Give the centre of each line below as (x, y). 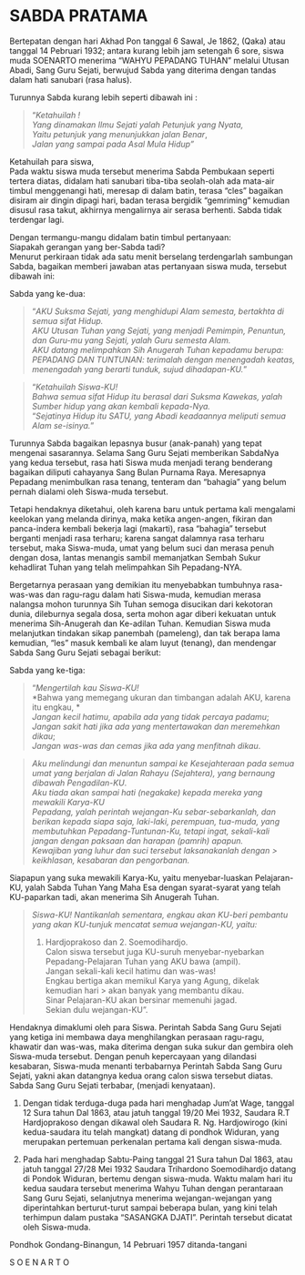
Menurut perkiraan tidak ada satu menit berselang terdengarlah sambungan (151, 257)
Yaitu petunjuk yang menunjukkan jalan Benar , (119, 134)
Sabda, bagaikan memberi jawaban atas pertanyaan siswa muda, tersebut (148, 266)
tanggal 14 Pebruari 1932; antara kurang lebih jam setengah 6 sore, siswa (147, 50)
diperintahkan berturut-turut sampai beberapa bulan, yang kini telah (150, 1208)
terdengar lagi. (37, 219)
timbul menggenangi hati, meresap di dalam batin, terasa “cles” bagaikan (147, 190)
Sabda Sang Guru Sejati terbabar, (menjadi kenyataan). (112, 1085)
